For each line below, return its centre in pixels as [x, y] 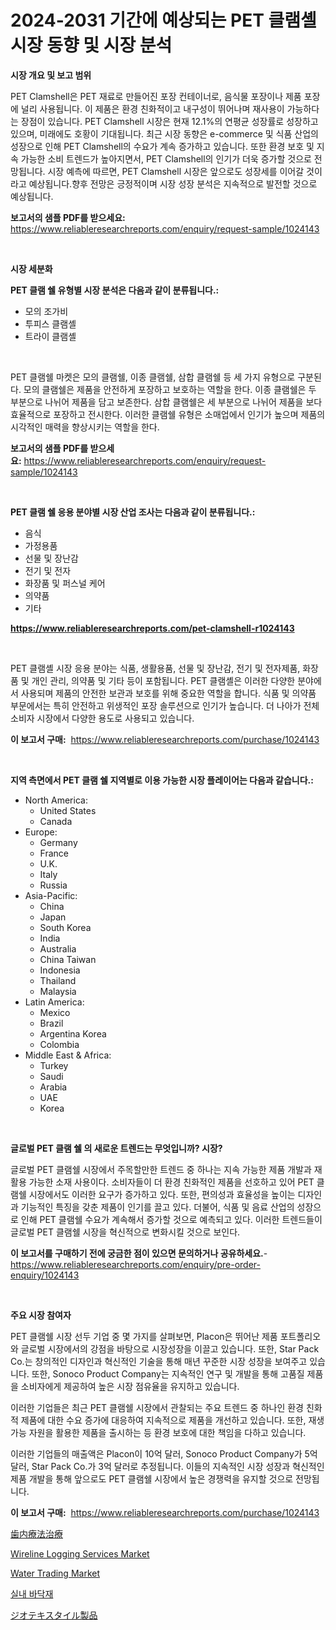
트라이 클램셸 [50, 336]
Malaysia [58, 991]
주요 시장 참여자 [41, 1315]
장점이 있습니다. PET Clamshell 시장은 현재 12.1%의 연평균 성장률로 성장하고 [169, 121]
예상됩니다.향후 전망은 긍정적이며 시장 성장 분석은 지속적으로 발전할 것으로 [173, 183]
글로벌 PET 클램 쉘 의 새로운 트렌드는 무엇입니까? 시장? [116, 1148]
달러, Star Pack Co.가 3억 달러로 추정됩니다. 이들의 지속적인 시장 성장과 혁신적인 [167, 1466]
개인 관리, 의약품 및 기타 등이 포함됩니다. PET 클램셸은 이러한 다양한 [163, 680]
